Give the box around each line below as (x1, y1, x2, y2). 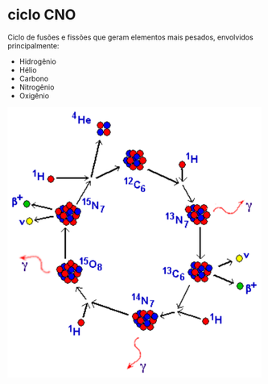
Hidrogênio (19, 56, 57, 66)
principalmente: (7, 40, 60, 50)
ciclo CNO (7, 6, 76, 24)
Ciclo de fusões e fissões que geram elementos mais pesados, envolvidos (7, 32, 254, 42)
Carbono (19, 73, 49, 83)
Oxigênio (19, 90, 50, 100)
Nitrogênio (19, 82, 55, 92)
